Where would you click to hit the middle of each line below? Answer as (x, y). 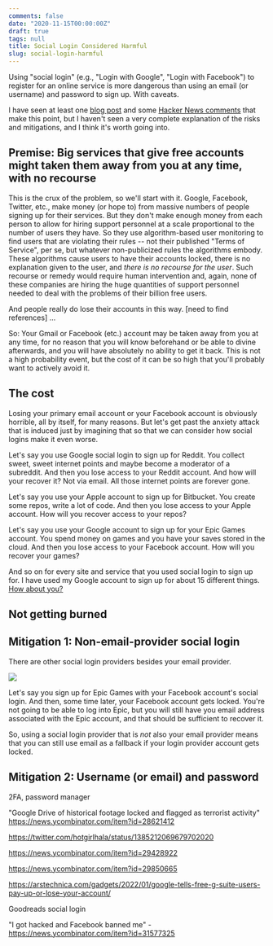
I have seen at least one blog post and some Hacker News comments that (132, 110)
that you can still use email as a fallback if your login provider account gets (134, 742)
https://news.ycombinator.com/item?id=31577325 (92, 933)
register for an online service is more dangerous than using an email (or (128, 85)
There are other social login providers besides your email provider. (120, 661)
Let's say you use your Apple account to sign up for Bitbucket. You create (132, 497)
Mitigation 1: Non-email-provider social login (124, 642)
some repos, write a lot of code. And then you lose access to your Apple (130, 505)
